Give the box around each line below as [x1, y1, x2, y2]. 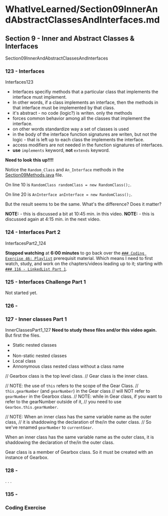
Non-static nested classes [12, 353, 67, 359]
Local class [12, 358, 36, 364]
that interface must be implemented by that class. [12, 105, 115, 111]
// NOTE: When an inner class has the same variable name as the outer [5, 414, 151, 420]
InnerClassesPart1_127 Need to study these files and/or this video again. [5, 327, 157, 333]
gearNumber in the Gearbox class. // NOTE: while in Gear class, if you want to [5, 393, 162, 399]
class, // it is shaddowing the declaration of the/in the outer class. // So [5, 419, 151, 425]
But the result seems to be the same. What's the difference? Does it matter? [5, 201, 162, 207]
